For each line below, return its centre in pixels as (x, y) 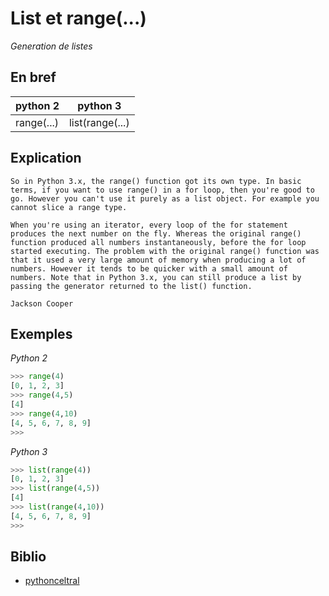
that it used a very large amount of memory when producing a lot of (158, 260)
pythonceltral (52, 581)
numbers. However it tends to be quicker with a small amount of (149, 268)
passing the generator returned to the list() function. (131, 286)
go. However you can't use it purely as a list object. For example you (165, 198)
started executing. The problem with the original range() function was (165, 251)
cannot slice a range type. (69, 207)
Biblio (28, 557)
